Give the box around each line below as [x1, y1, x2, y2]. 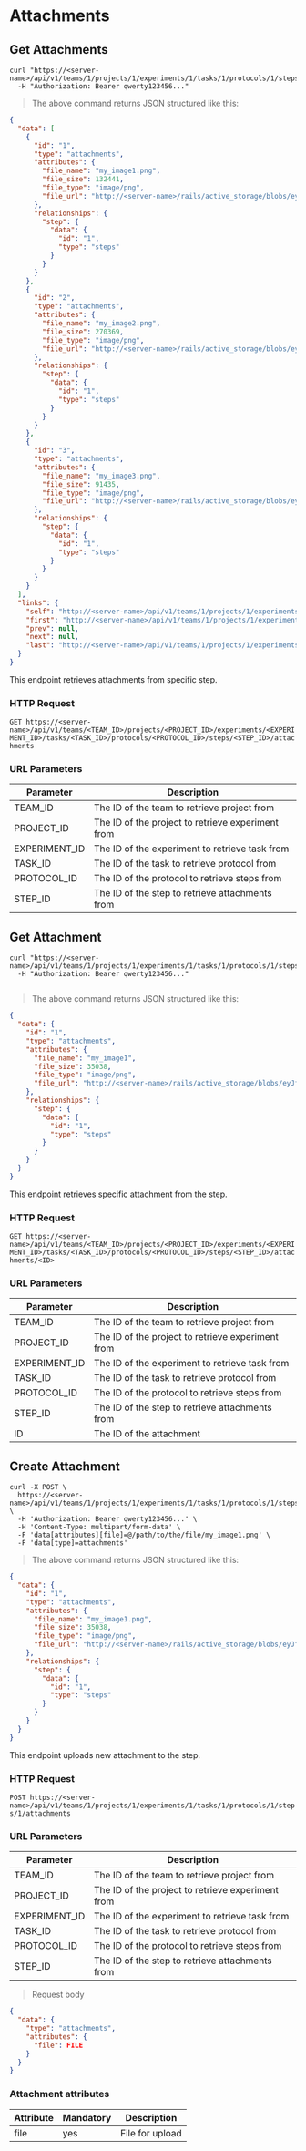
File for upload [119, 2126, 182, 2139]
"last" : [25, 641, 55, 650]
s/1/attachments [9, 1808, 71, 1818]
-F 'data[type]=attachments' [17, 1539, 128, 1548]
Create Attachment [9, 1458, 120, 1474]
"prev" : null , [25, 623, 79, 633]
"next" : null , [25, 633, 79, 642]
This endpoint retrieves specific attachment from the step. [9, 1189, 228, 1199]
